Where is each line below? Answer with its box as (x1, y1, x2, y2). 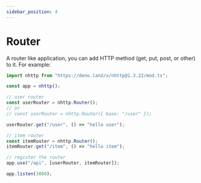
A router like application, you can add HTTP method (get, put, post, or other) (6, 55, 196, 62)
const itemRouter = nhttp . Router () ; (6, 138, 98, 144)
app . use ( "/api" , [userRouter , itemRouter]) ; (6, 160, 120, 166)
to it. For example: (6, 61, 51, 68)
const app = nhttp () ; (6, 83, 61, 89)
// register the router (6, 154, 66, 161)
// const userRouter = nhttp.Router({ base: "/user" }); (6, 110, 152, 117)
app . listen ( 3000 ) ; (6, 171, 52, 177)
